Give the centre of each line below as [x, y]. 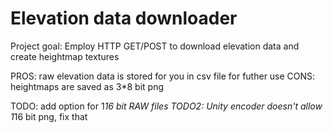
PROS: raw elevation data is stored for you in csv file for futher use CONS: [163, 76]
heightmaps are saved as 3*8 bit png [87, 86]
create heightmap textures [65, 56]
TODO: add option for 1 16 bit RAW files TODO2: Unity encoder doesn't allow [166, 106]
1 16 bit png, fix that [49, 116]
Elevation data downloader [124, 18]
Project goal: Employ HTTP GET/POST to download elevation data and [155, 46]
